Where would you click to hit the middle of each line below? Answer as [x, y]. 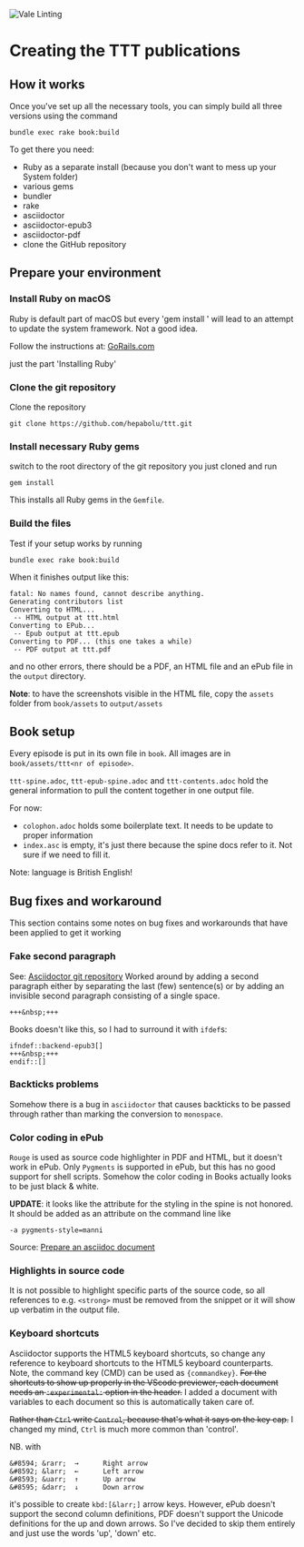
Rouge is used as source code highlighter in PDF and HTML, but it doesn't [146, 1158]
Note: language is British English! [71, 873]
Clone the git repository [63, 387]
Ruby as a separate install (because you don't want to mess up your [149, 167]
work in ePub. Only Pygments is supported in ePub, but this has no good [142, 1167]
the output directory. [48, 676]
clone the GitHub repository [74, 244]
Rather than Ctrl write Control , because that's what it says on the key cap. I [151, 1419]
